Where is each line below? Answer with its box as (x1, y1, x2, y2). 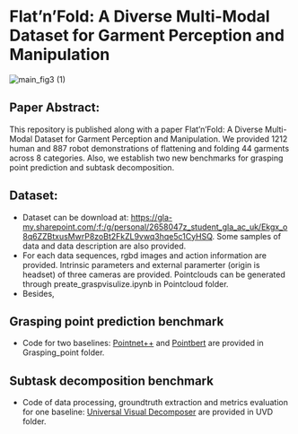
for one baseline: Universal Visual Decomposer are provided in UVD (22, 406, 274, 418)
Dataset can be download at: (22, 212, 129, 222)
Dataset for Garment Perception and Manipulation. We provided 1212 (34, 133, 288, 144)
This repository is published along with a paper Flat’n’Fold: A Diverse (9, 124, 263, 135)
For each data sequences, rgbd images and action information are (22, 249, 267, 261)
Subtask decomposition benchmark (9, 373, 214, 388)
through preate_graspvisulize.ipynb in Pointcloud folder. (22, 278, 229, 289)
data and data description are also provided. (22, 240, 187, 251)
